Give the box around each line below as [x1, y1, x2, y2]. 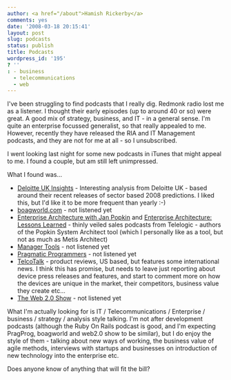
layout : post [7, 29, 45, 37]
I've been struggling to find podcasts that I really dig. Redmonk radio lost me [7, 99, 224, 108]
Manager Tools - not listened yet [17, 243, 110, 251]
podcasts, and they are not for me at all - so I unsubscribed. [7, 136, 177, 145]
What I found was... [7, 171, 63, 179]
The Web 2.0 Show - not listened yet [17, 294, 122, 303]
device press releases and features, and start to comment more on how [17, 272, 221, 281]
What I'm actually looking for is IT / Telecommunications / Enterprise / [7, 307, 205, 316]
